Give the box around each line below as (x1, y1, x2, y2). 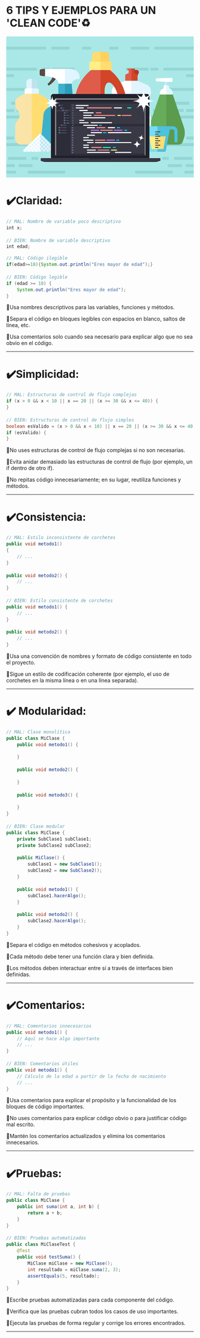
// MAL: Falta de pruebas (6, 1191, 70, 1197)
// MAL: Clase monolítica (6, 729, 70, 735)
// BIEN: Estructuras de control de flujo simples (6, 417, 135, 423)
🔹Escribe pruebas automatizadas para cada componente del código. (6, 1296, 174, 1303)
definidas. (6, 971, 31, 978)
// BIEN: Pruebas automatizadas (6, 1235, 86, 1241)
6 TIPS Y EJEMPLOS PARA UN (6, 4, 157, 17)
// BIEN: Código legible (6, 274, 68, 280)
